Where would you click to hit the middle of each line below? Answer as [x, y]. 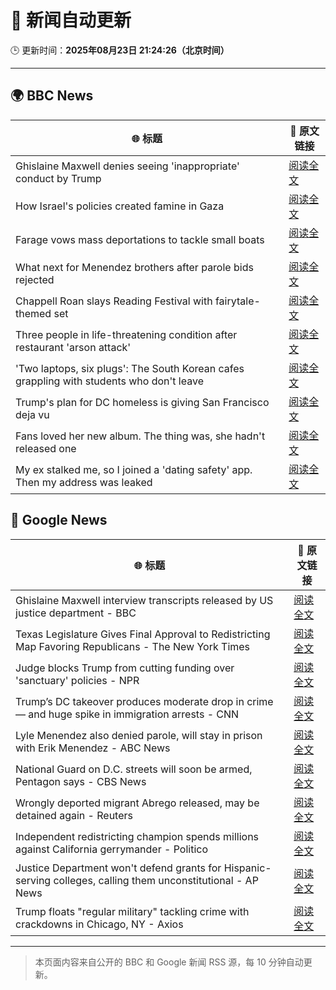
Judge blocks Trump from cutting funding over [125, 668]
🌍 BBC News [52, 96]
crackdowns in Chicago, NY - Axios [99, 924]
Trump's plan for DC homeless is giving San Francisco [142, 402]
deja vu [32, 414]
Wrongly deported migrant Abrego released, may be [137, 803]
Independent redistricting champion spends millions [137, 836]
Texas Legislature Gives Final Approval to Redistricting [143, 634]
